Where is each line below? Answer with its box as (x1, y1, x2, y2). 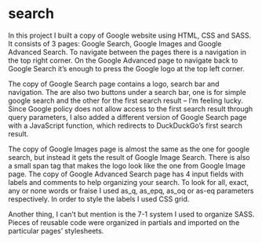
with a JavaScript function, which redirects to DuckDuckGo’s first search (8, 121, 243, 130)
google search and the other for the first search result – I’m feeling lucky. (8, 96, 243, 105)
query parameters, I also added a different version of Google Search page (8, 112, 247, 121)
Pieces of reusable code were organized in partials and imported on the (8, 217, 240, 227)
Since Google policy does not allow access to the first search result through (8, 103, 253, 114)
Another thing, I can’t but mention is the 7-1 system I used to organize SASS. (8, 209, 255, 219)
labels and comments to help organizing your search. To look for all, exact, (8, 177, 249, 187)
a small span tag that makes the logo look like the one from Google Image (8, 161, 246, 170)
